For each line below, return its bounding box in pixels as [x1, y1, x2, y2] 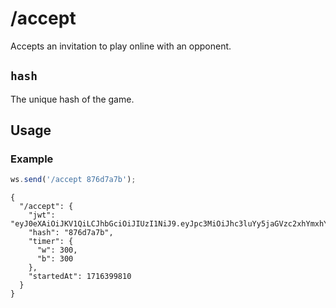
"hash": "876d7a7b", [28, 228, 114, 238]
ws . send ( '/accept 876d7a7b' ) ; [10, 175, 137, 185]
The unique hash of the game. [10, 93, 135, 105]
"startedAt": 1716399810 [28, 272, 132, 282]
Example [10, 152, 54, 166]
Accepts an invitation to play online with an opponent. [10, 40, 232, 52]
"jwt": [28, 210, 56, 221]
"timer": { [28, 237, 74, 247]
